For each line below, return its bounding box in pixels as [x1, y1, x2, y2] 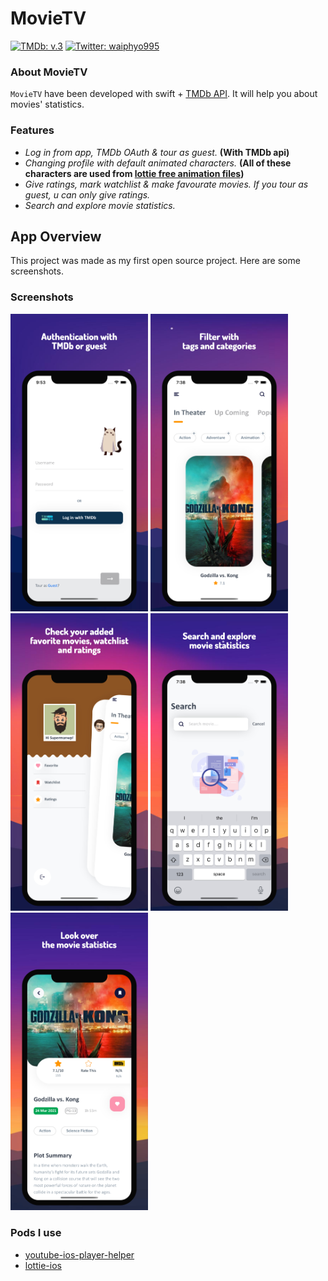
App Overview [10, 228, 102, 245]
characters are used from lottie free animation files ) [24, 167, 245, 179]
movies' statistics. [10, 98, 85, 111]
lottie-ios [24, 1259, 62, 1271]
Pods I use [10, 1226, 62, 1240]
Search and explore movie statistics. [24, 199, 176, 211]
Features [10, 123, 55, 137]
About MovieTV [10, 65, 88, 79]
